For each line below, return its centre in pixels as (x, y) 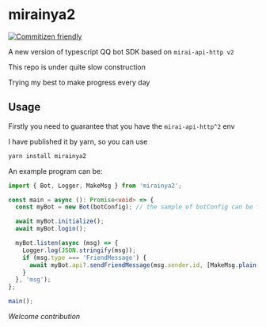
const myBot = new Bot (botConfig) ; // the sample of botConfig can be (134, 207)
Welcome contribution (44, 316)
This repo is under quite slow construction (77, 67)
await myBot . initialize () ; (60, 222)
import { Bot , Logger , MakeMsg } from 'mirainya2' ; (95, 186)
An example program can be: (55, 171)
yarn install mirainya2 (47, 156)
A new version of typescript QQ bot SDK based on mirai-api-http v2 (122, 51)
